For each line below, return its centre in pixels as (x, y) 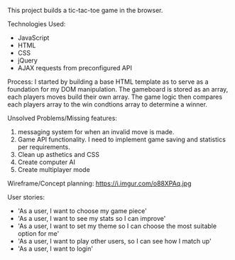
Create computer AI (47, 162)
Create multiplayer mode (54, 169)
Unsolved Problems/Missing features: (62, 118)
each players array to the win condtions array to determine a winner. (108, 104)
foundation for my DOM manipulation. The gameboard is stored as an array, (118, 89)
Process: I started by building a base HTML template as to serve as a (108, 82)
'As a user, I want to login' (55, 249)
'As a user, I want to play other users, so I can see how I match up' (114, 241)
